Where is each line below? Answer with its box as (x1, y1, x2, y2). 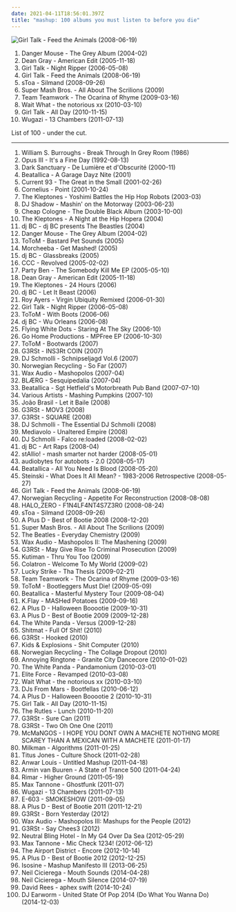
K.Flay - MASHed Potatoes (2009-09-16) (21, 596, 139, 605)
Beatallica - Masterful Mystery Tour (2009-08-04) (21, 589, 164, 597)
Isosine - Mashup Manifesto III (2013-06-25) (21, 861, 148, 869)
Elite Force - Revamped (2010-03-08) (21, 670, 128, 678)
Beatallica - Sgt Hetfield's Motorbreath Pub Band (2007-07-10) (21, 383, 200, 391)
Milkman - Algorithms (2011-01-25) (21, 743, 120, 752)
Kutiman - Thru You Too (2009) (21, 552, 111, 561)
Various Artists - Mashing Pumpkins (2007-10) (21, 391, 154, 399)
